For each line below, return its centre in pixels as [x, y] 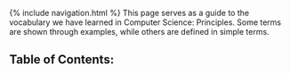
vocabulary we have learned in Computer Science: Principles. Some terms [145, 22]
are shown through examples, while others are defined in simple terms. [139, 32]
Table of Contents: [62, 60]
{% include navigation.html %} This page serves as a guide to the [129, 13]
